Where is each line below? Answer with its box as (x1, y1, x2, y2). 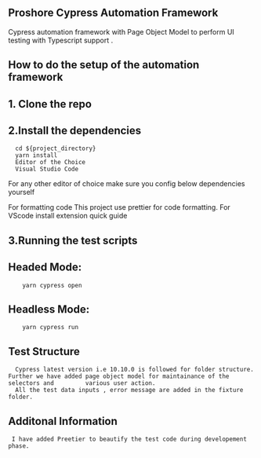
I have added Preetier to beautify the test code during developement (11, 435, 247, 443)
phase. (8, 442, 30, 450)
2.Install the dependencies (8, 123, 142, 137)
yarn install (15, 152, 58, 159)
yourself (8, 188, 35, 197)
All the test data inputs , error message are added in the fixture (15, 387, 244, 394)
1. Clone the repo (8, 97, 92, 111)
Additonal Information (8, 414, 118, 427)
